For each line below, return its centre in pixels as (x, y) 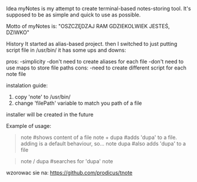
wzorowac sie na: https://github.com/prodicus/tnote (69, 173)
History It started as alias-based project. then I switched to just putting (92, 44)
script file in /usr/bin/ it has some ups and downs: (66, 50)
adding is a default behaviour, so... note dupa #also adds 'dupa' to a (103, 143)
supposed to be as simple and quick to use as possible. (73, 15)
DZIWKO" (18, 32)
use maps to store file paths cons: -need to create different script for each (96, 68)
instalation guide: (27, 85)
